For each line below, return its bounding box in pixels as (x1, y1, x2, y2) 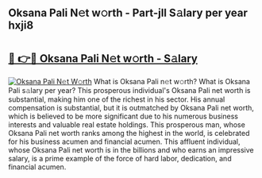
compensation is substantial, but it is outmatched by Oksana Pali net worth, (8, 103, 254, 112)
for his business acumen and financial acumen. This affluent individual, (8, 137, 241, 146)
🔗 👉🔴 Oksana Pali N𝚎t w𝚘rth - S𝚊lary (8, 52, 198, 65)
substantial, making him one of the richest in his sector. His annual (8, 95, 225, 104)
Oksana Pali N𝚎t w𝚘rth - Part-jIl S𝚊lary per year (8, 6, 248, 20)
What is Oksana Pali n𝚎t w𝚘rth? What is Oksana (94, 77, 250, 86)
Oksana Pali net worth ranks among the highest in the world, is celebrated (8, 129, 250, 137)
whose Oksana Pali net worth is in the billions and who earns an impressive (8, 145, 254, 154)
